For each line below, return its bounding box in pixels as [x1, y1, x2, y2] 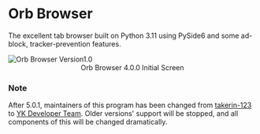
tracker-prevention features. [30, 39, 121, 48]
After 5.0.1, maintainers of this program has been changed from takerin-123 [8, 100, 252, 110]
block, [8, 39, 29, 48]
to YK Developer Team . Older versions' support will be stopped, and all [8, 109, 239, 118]
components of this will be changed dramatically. [8, 117, 168, 127]
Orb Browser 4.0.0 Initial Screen [80, 62, 184, 72]
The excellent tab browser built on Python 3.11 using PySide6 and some [8, 31, 240, 40]
